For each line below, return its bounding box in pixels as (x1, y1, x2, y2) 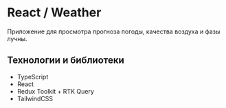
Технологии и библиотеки (7, 55, 125, 66)
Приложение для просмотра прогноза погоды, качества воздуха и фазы (7, 27, 221, 36)
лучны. (7, 34, 27, 42)
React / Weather (7, 5, 102, 21)
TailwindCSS (16, 94, 54, 103)
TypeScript (16, 72, 49, 81)
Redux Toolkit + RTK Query (16, 87, 95, 95)
